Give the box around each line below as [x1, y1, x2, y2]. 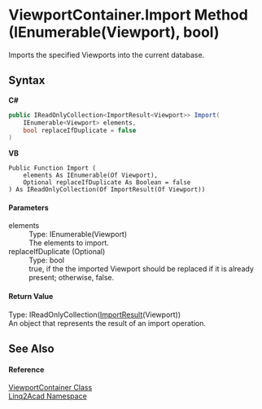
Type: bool [28, 255, 65, 266]
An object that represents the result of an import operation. [8, 318, 206, 328]
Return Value [8, 292, 54, 301]
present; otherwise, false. [28, 273, 115, 283]
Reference [8, 364, 45, 374]
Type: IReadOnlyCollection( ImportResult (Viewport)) [8, 310, 181, 319]
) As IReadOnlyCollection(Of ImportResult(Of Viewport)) [8, 186, 206, 194]
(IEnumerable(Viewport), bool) [8, 23, 220, 42]
